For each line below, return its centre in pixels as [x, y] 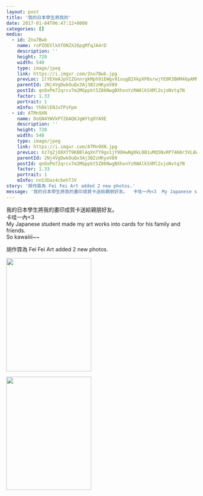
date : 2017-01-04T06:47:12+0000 [47, 23]
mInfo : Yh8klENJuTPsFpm [47, 107]
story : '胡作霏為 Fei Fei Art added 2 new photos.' [71, 186]
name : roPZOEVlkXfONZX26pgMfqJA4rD [62, 46]
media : [14, 34]
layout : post [23, 12]
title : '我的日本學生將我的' [39, 18]
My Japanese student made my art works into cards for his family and [93, 224]
